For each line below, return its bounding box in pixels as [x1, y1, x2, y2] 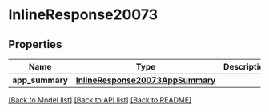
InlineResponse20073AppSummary [75, 74, 216, 86]
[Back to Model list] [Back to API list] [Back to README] [8, 95, 192, 105]
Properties [8, 38, 62, 51]
